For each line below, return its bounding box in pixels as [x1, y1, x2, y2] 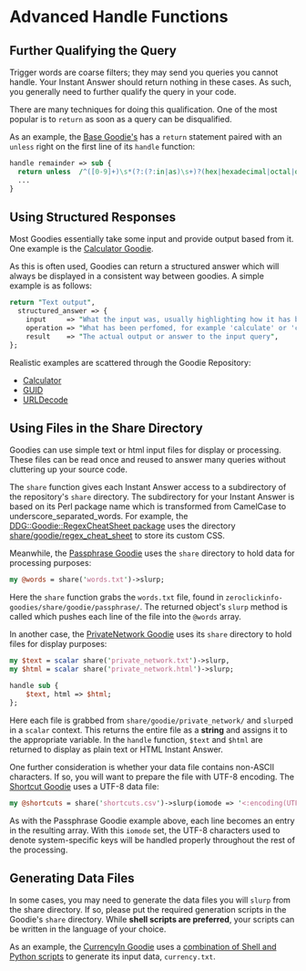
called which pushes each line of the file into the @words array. [9, 611, 241, 622]
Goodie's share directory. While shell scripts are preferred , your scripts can [9, 914, 295, 925]
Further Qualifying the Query [9, 43, 178, 58]
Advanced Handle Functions [9, 6, 229, 27]
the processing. [9, 844, 68, 855]
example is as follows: [9, 280, 93, 291]
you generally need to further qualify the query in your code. [9, 87, 237, 97]
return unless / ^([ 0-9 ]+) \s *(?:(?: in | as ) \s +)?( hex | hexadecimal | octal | [17, 167, 296, 176]
